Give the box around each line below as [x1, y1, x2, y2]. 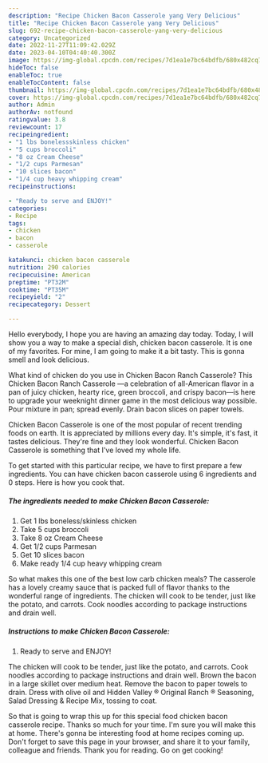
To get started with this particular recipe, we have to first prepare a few [8, 461, 242, 470]
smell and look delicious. [8, 355, 89, 364]
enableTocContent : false [8, 78, 91, 86]
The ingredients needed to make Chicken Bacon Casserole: [8, 496, 210, 506]
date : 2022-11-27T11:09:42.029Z [8, 42, 116, 50]
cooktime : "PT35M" [8, 285, 69, 294]
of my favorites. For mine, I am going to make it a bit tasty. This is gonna [8, 347, 245, 356]
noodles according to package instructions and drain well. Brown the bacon [8, 670, 257, 680]
